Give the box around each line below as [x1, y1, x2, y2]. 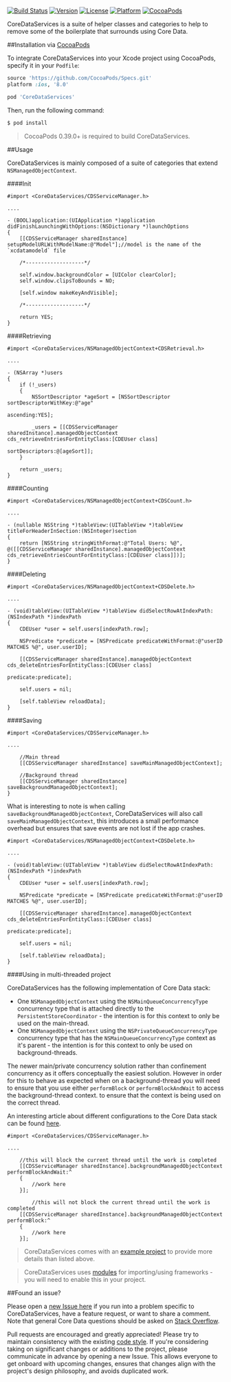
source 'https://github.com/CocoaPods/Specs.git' [7, 75, 153, 81]
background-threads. [16, 1048, 78, 1056]
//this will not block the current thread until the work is [32, 1198, 211, 1206]
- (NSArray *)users [7, 369, 63, 376]
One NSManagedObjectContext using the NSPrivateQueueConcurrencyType [16, 1026, 218, 1035]
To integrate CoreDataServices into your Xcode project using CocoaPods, [7, 54, 216, 62]
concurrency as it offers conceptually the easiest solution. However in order [7, 1069, 222, 1077]
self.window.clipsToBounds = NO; [19, 277, 115, 284]
